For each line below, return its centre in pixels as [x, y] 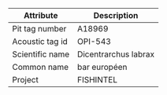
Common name [41, 67]
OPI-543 [95, 41]
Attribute [41, 15]
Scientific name [41, 54]
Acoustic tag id [40, 41]
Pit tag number [39, 29]
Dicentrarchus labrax [116, 54]
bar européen [102, 67]
